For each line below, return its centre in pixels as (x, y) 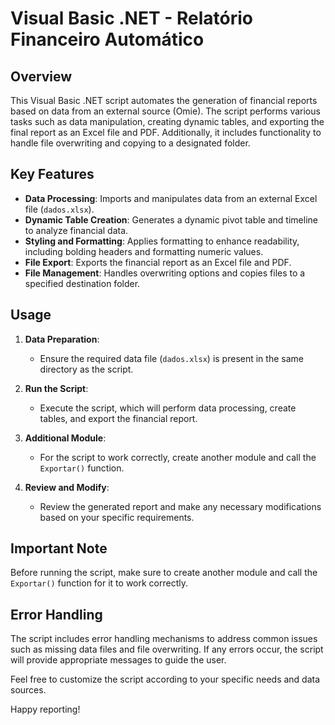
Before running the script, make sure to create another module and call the (164, 573)
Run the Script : (56, 388)
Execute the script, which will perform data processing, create (168, 408)
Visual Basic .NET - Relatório (131, 18)
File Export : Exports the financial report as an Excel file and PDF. (158, 262)
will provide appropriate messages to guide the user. (118, 660)
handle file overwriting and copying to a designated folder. (130, 143)
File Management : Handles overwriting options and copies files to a (165, 273)
